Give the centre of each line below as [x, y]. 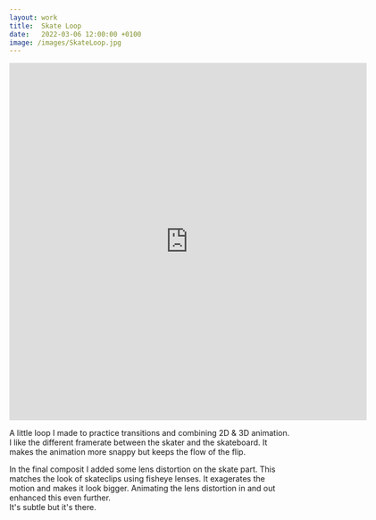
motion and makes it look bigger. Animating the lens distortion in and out [142, 489]
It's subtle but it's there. [53, 507]
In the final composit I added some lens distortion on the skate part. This [142, 469]
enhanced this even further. [60, 498]
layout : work [33, 17]
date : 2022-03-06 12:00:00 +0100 [75, 34]
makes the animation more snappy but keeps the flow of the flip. [128, 452]
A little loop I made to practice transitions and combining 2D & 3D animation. [150, 433]
